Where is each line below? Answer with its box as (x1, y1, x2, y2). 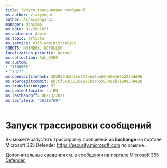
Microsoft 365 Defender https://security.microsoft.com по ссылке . (5, 142, 147, 148)
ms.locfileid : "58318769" (5, 98, 60, 103)
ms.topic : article (5, 36, 44, 41)
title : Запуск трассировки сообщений (5, 7, 86, 13)
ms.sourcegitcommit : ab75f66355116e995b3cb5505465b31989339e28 (5, 79, 143, 84)
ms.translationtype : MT (5, 83, 56, 88)
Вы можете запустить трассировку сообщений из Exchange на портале (5, 136, 162, 143)
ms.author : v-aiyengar (5, 12, 53, 17)
